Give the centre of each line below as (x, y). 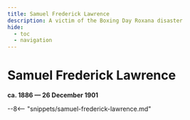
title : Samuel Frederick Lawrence (59, 14)
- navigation (33, 40)
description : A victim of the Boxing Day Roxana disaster (95, 21)
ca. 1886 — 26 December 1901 (53, 95)
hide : (15, 27)
